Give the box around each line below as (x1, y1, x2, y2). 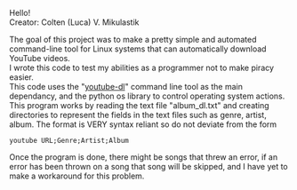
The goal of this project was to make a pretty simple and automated (9, 35, 257, 44)
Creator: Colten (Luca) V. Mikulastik (9, 17, 140, 28)
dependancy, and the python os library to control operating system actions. (9, 91, 285, 101)
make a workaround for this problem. (9, 170, 145, 181)
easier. (9, 72, 34, 83)
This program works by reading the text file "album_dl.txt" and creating (9, 100, 269, 110)
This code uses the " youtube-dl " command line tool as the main (9, 82, 243, 91)
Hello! (9, 8, 31, 18)
